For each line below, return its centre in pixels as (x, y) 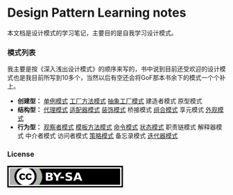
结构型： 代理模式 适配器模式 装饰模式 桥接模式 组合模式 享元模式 (111, 110)
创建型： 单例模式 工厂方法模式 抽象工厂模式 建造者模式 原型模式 (110, 101)
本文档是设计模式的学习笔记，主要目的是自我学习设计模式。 (92, 33)
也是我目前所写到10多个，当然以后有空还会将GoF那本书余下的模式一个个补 (119, 78)
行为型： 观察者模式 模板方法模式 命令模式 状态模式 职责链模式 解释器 (116, 127)
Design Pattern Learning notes (97, 13)
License (21, 154)
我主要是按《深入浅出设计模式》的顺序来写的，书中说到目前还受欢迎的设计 (113, 69)
